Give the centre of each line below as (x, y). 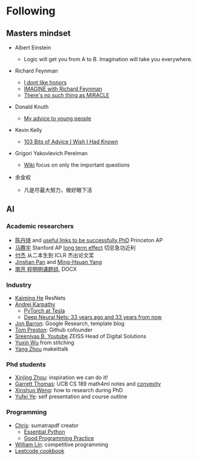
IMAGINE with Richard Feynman (63, 89)
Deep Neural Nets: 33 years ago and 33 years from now (93, 317)
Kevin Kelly (28, 130)
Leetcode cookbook (39, 450)
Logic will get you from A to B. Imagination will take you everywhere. (108, 59)
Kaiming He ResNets (40, 297)
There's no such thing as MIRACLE (66, 95)
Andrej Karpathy (35, 304)
